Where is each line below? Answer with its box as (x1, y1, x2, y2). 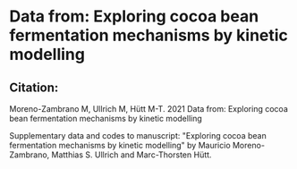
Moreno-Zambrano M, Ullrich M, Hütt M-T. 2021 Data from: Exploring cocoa (9, 104, 288, 114)
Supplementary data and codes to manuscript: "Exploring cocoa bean (9, 131, 267, 140)
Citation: (9, 80, 59, 95)
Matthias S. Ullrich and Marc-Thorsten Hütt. (51, 149, 212, 160)
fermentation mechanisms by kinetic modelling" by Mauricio (9, 140, 231, 150)
